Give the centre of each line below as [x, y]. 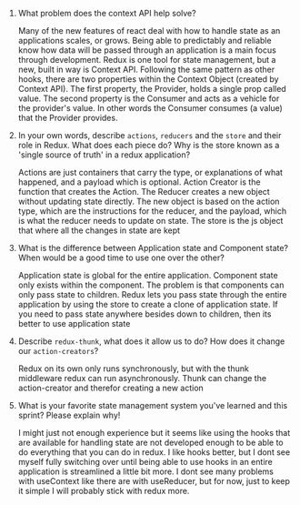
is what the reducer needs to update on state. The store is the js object [150, 221]
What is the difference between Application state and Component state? [153, 248]
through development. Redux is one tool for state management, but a [147, 60]
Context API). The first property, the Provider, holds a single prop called [152, 89]
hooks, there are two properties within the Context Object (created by [148, 79]
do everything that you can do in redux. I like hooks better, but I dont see [154, 452]
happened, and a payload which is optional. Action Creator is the [139, 182]
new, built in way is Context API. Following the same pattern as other [146, 69]
